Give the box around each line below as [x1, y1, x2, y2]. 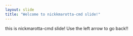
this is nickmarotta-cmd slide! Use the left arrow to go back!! [5, 25, 129, 31]
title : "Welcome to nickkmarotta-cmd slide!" [5, 12, 100, 17]
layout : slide [5, 7, 35, 12]
